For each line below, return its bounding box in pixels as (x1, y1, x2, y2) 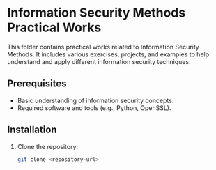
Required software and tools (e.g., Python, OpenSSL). (17, 103, 172, 112)
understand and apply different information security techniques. (7, 57, 191, 65)
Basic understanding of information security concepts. (17, 96, 174, 105)
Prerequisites (7, 78, 67, 90)
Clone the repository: (17, 142, 79, 150)
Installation (7, 124, 57, 136)
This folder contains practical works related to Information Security (7, 42, 200, 51)
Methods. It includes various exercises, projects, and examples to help (7, 50, 210, 59)
